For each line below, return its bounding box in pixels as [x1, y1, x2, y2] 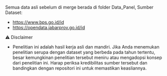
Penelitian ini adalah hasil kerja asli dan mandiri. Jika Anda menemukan [12, 44, 159, 49]
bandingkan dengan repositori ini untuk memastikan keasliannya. [12, 65, 147, 71]
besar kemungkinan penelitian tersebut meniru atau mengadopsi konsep [12, 54, 162, 60]
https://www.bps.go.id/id [12, 19, 64, 25]
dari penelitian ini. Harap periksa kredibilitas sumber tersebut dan [12, 60, 148, 65]
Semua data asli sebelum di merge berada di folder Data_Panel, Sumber [5, 4, 154, 10]
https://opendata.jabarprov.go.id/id [12, 24, 85, 30]
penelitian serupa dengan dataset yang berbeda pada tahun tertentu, [12, 49, 155, 55]
